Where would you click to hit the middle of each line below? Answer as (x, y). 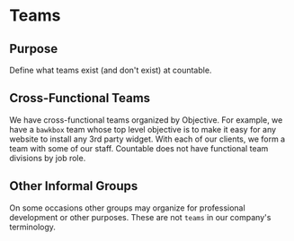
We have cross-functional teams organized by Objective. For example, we (146, 120)
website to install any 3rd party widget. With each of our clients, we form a (147, 139)
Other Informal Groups (74, 186)
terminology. (33, 227)
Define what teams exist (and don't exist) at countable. (111, 70)
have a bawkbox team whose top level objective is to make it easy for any (143, 129)
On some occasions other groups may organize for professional (127, 208)
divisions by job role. (48, 158)
